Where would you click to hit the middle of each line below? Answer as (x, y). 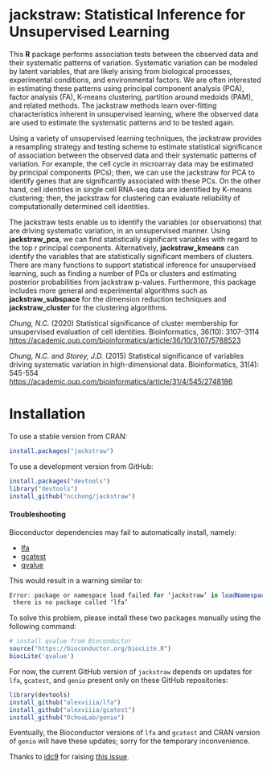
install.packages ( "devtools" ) (60, 481)
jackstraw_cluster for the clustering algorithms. (88, 307)
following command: (43, 627)
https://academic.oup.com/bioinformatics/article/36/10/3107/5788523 (125, 340)
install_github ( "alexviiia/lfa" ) (65, 702)
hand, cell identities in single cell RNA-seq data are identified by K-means (131, 189)
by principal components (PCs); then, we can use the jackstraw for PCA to (132, 172)
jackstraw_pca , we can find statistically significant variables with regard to (133, 239)
